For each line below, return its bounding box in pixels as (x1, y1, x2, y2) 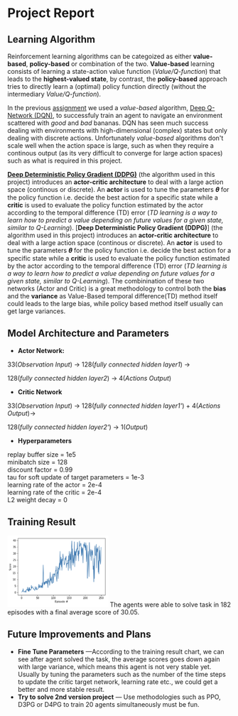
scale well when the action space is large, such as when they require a (7, 141, 215, 150)
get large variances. (7, 307, 66, 315)
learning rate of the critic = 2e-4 (7, 488, 102, 497)
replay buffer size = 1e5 (7, 450, 77, 459)
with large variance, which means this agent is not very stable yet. (17, 662, 212, 671)
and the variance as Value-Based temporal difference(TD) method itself (7, 292, 218, 300)
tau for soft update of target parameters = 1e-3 (7, 472, 144, 481)
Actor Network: (17, 346, 65, 354)
